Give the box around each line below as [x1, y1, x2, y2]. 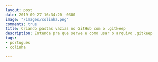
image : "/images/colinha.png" [5, 17, 69, 22]
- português [5, 40, 30, 45]
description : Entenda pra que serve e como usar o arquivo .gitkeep [5, 31, 153, 36]
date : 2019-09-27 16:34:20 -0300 [5, 12, 76, 17]
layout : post [5, 7, 33, 13]
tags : [5, 36, 17, 41]
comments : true [5, 21, 37, 27]
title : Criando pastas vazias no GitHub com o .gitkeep [5, 26, 126, 31]
